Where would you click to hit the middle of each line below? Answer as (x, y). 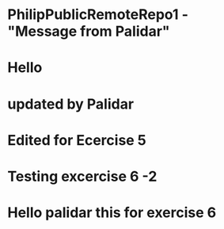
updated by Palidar (71, 104)
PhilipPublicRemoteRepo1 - (98, 15)
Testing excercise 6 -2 (82, 176)
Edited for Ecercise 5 (77, 140)
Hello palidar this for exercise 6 (112, 213)
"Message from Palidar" (89, 31)
